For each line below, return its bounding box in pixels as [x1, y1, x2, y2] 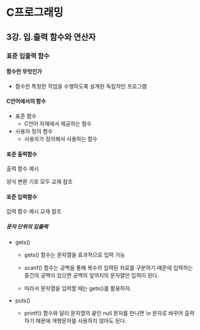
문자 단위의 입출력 [6, 223, 49, 230]
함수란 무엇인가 [6, 68, 43, 75]
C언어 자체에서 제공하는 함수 [24, 120, 92, 127]
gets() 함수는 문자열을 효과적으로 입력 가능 [24, 251, 126, 259]
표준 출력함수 [6, 150, 38, 157]
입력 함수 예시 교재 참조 [6, 208, 62, 215]
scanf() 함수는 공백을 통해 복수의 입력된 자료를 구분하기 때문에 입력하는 [24, 264, 193, 271]
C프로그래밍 [6, 5, 64, 20]
